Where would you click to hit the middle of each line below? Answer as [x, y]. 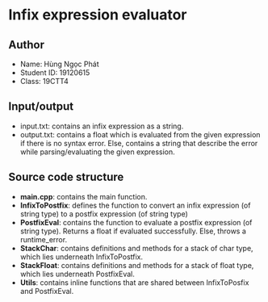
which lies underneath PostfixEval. [77, 274]
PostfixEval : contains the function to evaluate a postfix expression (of [136, 222]
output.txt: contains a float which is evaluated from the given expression [140, 134]
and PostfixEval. [47, 291]
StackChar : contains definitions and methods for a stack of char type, [136, 248]
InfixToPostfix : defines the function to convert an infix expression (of [135, 205]
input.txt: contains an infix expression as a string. [102, 126]
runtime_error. [43, 239]
